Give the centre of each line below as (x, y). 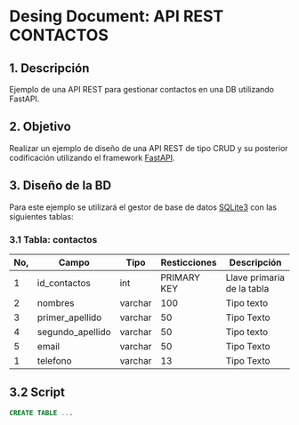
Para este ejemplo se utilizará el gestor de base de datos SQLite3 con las (143, 207)
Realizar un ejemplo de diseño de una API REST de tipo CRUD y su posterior (149, 148)
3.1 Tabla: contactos (53, 239)
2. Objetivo (40, 127)
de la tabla (247, 288)
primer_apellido (69, 317)
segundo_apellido (74, 332)
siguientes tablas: (41, 216)
